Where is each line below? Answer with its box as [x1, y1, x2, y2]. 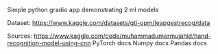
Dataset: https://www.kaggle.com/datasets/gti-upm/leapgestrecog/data [7, 19, 210, 26]
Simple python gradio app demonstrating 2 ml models [7, 6, 159, 13]
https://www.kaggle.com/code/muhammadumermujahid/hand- [34, 32, 211, 40]
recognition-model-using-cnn [7, 39, 91, 47]
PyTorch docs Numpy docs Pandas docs [92, 39, 207, 47]
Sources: [7, 32, 33, 40]
